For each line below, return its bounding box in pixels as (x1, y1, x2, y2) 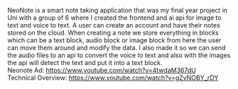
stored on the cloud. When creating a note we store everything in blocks (7, 28, 219, 37)
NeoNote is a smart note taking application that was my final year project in (7, 6, 228, 14)
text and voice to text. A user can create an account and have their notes (7, 21, 220, 29)
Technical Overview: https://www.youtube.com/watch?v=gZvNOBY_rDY (7, 73, 219, 82)
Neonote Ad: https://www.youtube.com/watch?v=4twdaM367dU (7, 66, 197, 74)
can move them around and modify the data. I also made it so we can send (7, 44, 226, 52)
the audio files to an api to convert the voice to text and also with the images (7, 51, 231, 59)
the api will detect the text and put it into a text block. (7, 59, 163, 66)
